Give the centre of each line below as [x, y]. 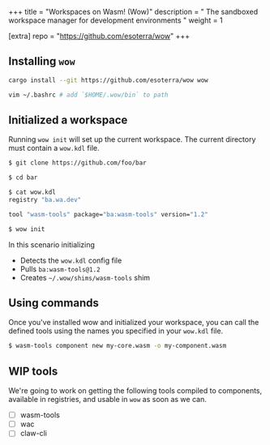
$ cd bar [23, 178]
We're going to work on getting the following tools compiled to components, [135, 391]
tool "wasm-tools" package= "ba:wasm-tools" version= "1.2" [108, 214]
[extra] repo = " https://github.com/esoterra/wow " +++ [99, 36]
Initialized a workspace [68, 120]
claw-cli [33, 434]
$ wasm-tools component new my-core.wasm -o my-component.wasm [118, 346]
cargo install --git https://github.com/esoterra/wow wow [108, 80]
